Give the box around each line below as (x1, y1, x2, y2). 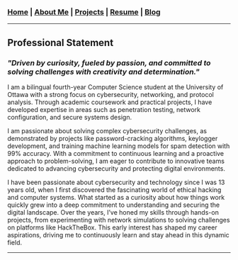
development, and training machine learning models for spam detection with (7, 142, 230, 150)
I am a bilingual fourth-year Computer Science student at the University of (7, 82, 224, 91)
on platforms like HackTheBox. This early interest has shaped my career (7, 223, 217, 232)
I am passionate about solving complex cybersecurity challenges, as (7, 126, 208, 135)
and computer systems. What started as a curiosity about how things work (7, 193, 225, 201)
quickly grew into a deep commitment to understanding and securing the (7, 200, 220, 209)
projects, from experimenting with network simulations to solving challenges (7, 215, 230, 224)
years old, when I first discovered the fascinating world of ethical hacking (7, 185, 222, 194)
